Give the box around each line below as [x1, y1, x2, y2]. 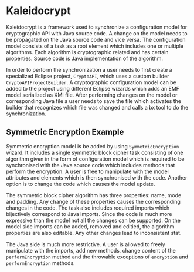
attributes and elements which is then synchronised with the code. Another [6, 174, 188, 181]
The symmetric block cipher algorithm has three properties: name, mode [6, 191, 182, 198]
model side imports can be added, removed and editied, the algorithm [6, 223, 175, 230]
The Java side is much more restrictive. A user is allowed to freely [6, 240, 165, 248]
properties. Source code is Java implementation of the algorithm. [6, 55, 163, 62]
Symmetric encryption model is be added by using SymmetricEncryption [6, 142, 179, 150]
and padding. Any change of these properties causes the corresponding [6, 198, 181, 205]
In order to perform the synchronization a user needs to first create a [6, 66, 172, 73]
